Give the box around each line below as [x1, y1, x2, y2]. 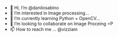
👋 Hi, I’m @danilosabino [9, 5, 59, 10]
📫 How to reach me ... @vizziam [9, 26, 78, 32]
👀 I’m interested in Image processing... [9, 10, 89, 16]
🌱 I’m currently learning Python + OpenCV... [9, 15, 100, 21]
